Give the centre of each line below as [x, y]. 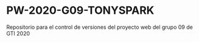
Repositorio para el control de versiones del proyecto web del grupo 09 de [100, 27]
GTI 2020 [18, 33]
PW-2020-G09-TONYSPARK [80, 10]
